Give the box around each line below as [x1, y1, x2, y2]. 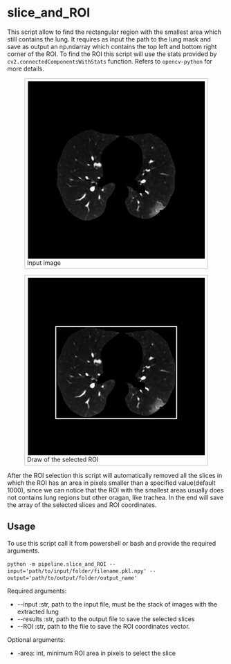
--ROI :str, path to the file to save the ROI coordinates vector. [17, 622, 190, 630]
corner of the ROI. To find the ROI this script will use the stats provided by [7, 50, 217, 58]
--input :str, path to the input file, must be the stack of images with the [17, 600, 218, 608]
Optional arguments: [7, 635, 66, 644]
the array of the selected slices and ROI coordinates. [7, 500, 157, 509]
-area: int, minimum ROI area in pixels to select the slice [17, 649, 176, 657]
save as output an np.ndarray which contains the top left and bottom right [7, 42, 217, 50]
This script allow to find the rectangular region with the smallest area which [7, 28, 222, 36]
